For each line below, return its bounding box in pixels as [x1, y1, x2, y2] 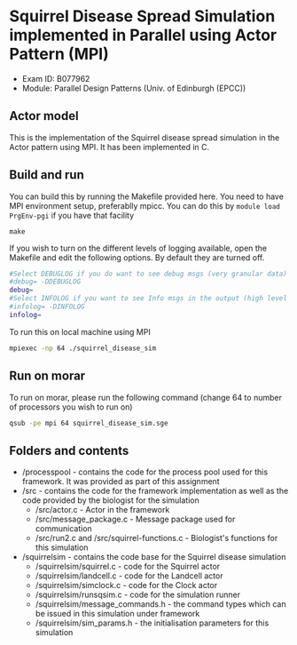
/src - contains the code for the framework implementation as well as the [21, 486, 289, 497]
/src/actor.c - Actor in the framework [35, 505, 170, 515]
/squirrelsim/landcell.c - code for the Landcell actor [35, 570, 223, 581]
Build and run [9, 167, 84, 183]
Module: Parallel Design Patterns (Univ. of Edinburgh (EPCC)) [21, 83, 246, 93]
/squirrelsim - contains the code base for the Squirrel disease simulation [21, 552, 286, 562]
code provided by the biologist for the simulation [21, 495, 199, 506]
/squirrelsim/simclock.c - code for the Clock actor [35, 580, 218, 591]
